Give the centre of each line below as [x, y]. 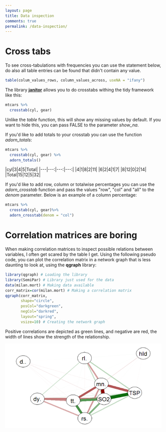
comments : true [21, 21]
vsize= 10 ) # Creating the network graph [63, 322]
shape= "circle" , [37, 301]
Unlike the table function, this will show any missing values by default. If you [83, 119]
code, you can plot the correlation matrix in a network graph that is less [78, 260]
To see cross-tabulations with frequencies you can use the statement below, [83, 65]
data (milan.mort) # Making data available [50, 285]
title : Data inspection [30, 16]
